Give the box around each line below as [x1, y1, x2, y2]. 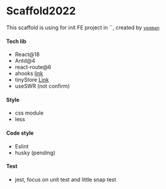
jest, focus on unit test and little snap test [14, 176, 116, 183]
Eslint [14, 142, 29, 150]
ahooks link [14, 70, 44, 77]
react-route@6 [14, 64, 52, 71]
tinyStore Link [14, 76, 49, 83]
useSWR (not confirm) [14, 82, 70, 90]
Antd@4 [14, 57, 36, 64]
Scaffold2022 [6, 4, 76, 18]
